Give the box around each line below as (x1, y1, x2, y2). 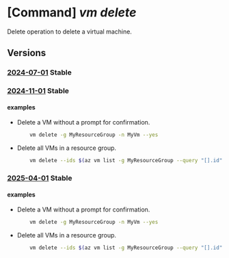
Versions (7, 47, 46, 59)
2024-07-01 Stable (7, 68, 72, 77)
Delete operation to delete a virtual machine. (7, 27, 132, 36)
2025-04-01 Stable (7, 173, 72, 183)
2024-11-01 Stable (7, 86, 70, 96)
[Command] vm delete (7, 5, 137, 21)
